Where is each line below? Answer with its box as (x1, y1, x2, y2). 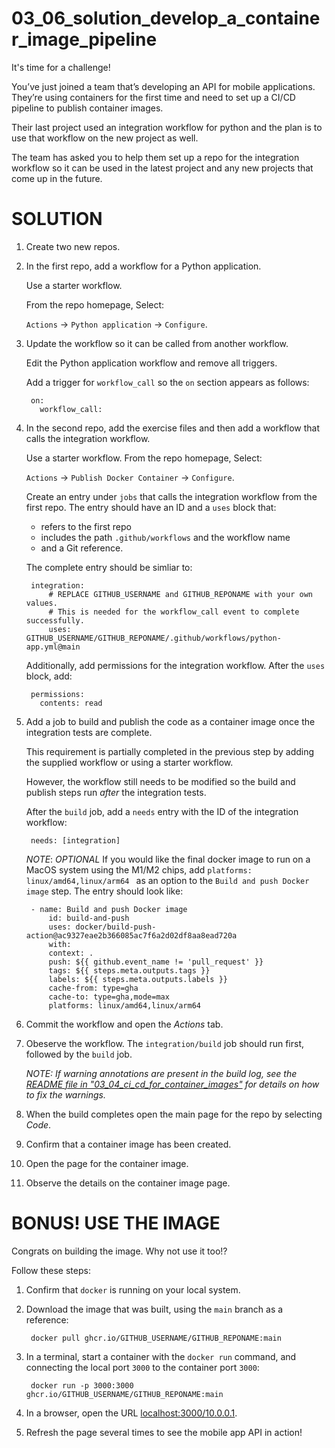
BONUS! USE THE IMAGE (11, 1212, 221, 1235)
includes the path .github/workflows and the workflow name (40, 531, 291, 543)
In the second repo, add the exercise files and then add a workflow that (25, 422, 320, 434)
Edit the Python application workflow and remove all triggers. (25, 357, 278, 369)
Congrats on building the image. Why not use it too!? (11, 1245, 228, 1257)
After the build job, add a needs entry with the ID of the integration (25, 805, 299, 817)
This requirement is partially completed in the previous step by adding (25, 745, 315, 757)
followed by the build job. (25, 1048, 133, 1060)
